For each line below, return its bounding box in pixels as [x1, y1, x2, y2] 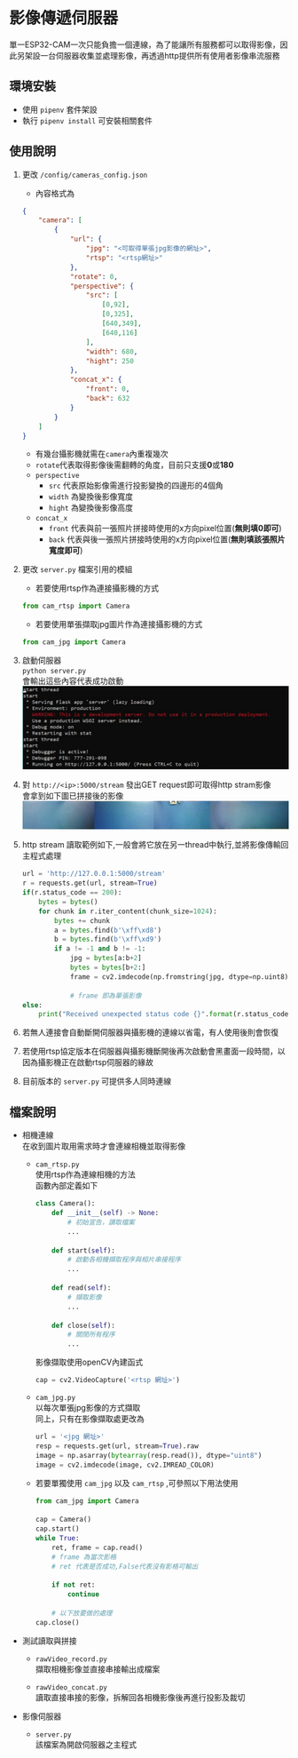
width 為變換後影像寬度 [48, 491, 134, 502]
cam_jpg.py [35, 1394, 76, 1403]
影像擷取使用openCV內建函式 [35, 1356, 144, 1368]
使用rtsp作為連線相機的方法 [35, 1169, 136, 1180]
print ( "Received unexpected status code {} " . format [38, 1010, 233, 1019]
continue [67, 1590, 100, 1599]
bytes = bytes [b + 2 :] [69, 963, 146, 973]
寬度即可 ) [48, 545, 83, 556]
